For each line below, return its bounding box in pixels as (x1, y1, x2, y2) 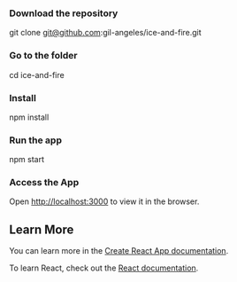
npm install (9, 112, 50, 122)
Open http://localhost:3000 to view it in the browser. (9, 196, 200, 207)
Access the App (9, 176, 80, 189)
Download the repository (9, 7, 119, 20)
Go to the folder (9, 50, 78, 62)
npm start (9, 154, 45, 165)
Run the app (9, 134, 62, 146)
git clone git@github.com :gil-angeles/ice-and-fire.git (9, 27, 202, 38)
